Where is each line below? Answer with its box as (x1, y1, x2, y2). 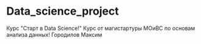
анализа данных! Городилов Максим (6, 31, 103, 38)
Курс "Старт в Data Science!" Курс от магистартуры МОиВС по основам (6, 24, 196, 32)
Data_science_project (6, 4, 119, 18)
